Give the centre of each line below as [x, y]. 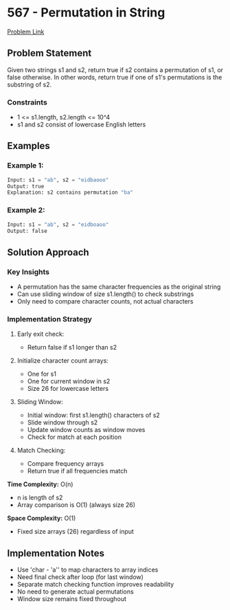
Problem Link [26, 32]
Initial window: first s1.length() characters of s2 [93, 415]
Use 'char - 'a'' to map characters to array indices [88, 570]
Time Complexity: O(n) [40, 484]
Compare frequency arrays [66, 464]
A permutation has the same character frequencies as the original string [119, 287]
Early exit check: [41, 334]
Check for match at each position [74, 437]
